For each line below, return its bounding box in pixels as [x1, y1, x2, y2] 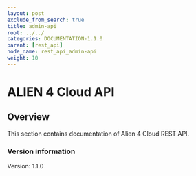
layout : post [7, 10, 45, 17]
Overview [7, 111, 50, 123]
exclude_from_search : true [7, 16, 85, 23]
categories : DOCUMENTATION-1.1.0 [7, 36, 103, 42]
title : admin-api [7, 23, 57, 29]
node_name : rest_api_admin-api [7, 49, 97, 55]
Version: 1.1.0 [7, 162, 44, 171]
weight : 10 [7, 55, 39, 62]
